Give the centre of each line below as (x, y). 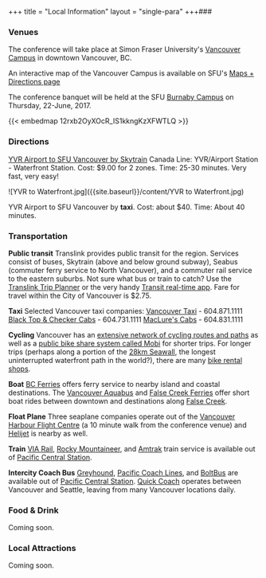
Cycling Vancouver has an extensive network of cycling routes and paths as (133, 334)
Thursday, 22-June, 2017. (50, 106)
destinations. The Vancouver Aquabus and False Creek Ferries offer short (129, 392)
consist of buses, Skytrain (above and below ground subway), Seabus (123, 261)
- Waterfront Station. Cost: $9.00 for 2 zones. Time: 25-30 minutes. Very (127, 167)
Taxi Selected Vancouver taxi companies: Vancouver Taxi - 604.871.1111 (125, 310)
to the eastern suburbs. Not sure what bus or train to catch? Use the (120, 279)
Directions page (34, 82)
